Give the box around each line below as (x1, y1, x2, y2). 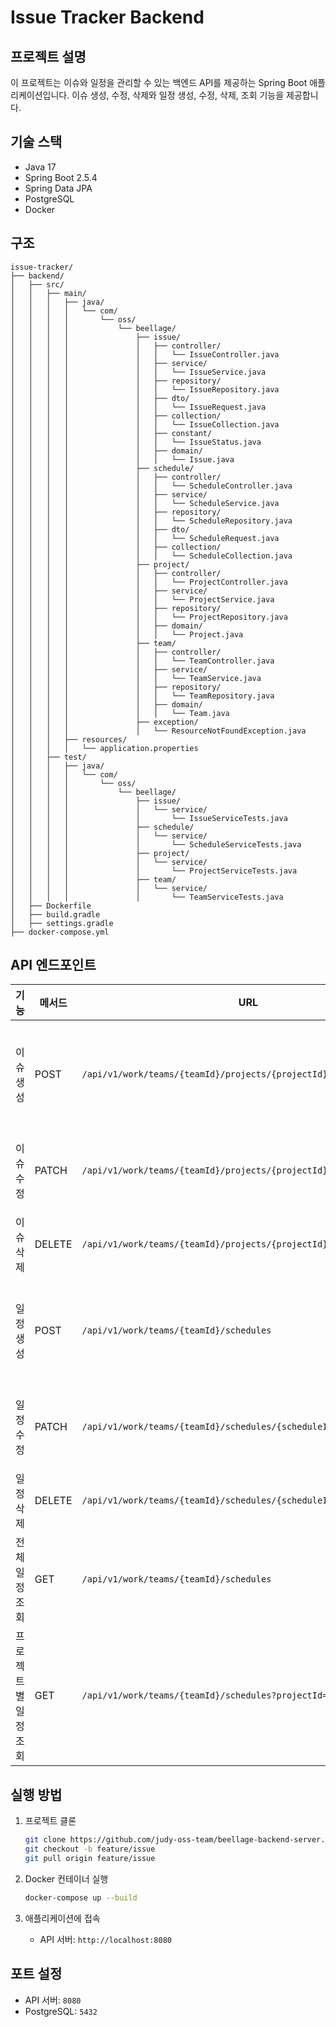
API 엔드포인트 (10, 957, 97, 974)
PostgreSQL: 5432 (24, 2005, 98, 2017)
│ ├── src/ (10, 279, 65, 290)
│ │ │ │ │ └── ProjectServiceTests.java (10, 866, 298, 876)
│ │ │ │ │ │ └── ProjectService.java (10, 594, 275, 605)
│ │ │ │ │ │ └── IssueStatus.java (10, 437, 262, 447)
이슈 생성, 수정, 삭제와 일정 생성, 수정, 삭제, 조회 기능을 (71, 89, 285, 101)
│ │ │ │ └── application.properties (10, 743, 199, 753)
